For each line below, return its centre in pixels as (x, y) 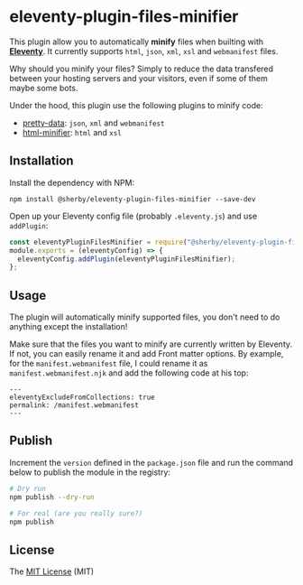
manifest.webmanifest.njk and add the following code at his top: (129, 373)
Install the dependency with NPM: (72, 182)
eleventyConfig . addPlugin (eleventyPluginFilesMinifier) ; (127, 259)
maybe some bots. (44, 88)
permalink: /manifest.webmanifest (74, 405)
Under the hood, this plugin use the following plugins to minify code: (136, 105)
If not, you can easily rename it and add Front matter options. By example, (147, 354)
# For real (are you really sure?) (76, 513)
